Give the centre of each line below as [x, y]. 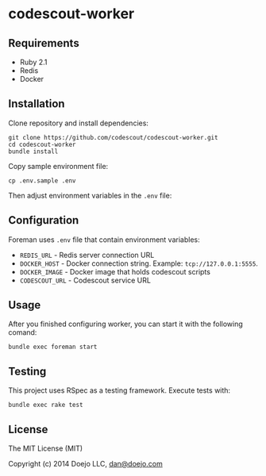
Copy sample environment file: [58, 166]
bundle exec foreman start [53, 347]
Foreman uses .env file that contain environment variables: [104, 240]
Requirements [44, 43]
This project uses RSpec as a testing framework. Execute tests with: [120, 390]
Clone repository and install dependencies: [79, 123]
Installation [37, 104]
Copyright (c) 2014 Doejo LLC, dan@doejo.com [85, 464]
